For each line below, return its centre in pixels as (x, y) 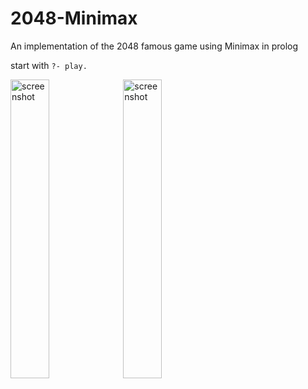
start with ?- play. (49, 65)
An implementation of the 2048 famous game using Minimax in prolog (154, 46)
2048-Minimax (74, 18)
